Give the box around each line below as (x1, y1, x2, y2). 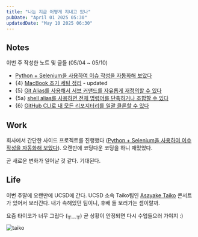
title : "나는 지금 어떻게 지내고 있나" (6, 8, 91, 15)
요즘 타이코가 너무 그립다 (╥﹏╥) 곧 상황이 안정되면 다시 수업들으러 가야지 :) (6, 212, 184, 219)
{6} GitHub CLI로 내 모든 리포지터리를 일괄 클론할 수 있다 (14, 102, 149, 109)
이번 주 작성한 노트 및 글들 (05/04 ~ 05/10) (6, 59, 108, 66)
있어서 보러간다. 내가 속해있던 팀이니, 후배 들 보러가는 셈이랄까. (12, 199, 161, 206)
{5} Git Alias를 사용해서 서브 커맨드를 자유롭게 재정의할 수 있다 (14, 87, 162, 94)
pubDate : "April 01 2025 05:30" (6, 14, 87, 21)
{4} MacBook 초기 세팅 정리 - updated (14, 80, 108, 87)
